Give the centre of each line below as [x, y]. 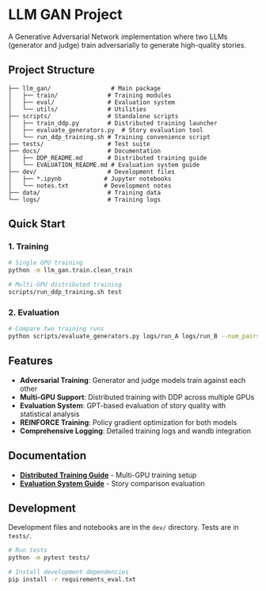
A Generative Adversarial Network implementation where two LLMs [118, 37]
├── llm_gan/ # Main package [84, 88]
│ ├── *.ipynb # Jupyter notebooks [90, 179]
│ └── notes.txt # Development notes [90, 185]
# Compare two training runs [56, 329]
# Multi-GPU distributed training [65, 285]
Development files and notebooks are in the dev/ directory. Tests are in [123, 527]
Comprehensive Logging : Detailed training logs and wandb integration [135, 431]
